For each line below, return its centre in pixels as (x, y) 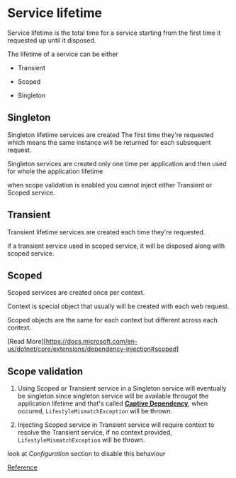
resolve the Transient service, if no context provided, (95, 433)
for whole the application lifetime (55, 171)
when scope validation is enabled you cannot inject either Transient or (110, 185)
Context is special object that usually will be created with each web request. (118, 306)
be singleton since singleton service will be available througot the (113, 396)
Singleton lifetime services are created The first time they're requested (111, 135)
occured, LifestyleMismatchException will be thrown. (95, 411)
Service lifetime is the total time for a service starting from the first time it (114, 33)
